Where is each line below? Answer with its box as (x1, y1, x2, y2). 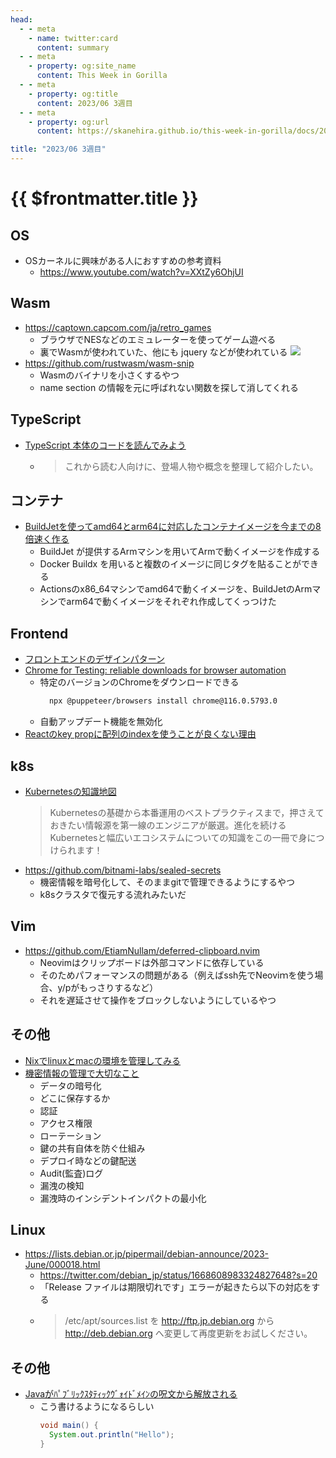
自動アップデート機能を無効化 (39, 716, 163, 728)
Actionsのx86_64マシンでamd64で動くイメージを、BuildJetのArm (39, 583, 313, 595)
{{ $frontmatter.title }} (10, 187, 199, 210)
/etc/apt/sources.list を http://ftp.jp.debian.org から (64, 1315, 275, 1327)
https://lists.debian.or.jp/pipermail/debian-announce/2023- (24, 1248, 270, 1260)
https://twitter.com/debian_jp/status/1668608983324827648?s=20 (39, 1269, 318, 1281)
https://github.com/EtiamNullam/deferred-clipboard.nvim (24, 944, 260, 956)
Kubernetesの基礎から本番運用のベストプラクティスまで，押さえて (49, 806, 325, 818)
